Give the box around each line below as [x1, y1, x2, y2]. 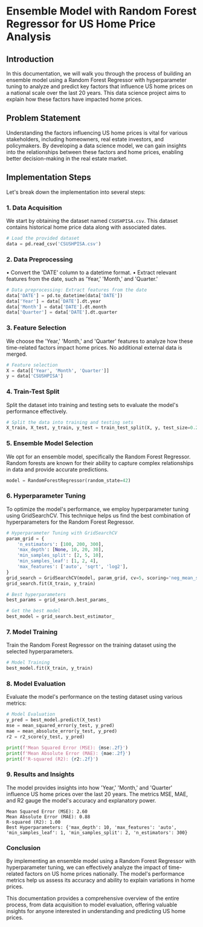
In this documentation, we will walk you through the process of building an [6, 70, 192, 77]
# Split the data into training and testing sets [6, 419, 134, 425]
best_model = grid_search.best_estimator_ [6, 614, 115, 620]
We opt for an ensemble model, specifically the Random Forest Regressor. [6, 453, 191, 460]
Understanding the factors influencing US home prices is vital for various [6, 129, 188, 136]
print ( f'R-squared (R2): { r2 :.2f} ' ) [6, 756, 98, 762]
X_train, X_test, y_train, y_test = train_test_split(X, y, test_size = [6, 425, 190, 431]
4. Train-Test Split [6, 388, 60, 396]
